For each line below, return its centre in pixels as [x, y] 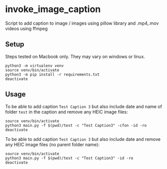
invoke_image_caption [53, 9]
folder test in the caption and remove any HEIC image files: [66, 112]
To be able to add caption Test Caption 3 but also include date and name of [83, 106]
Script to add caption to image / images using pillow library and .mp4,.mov [82, 23]
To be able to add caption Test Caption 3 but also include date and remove [83, 139]
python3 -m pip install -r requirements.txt [52, 74]
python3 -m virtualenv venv [35, 66]
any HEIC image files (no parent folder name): [52, 144]
